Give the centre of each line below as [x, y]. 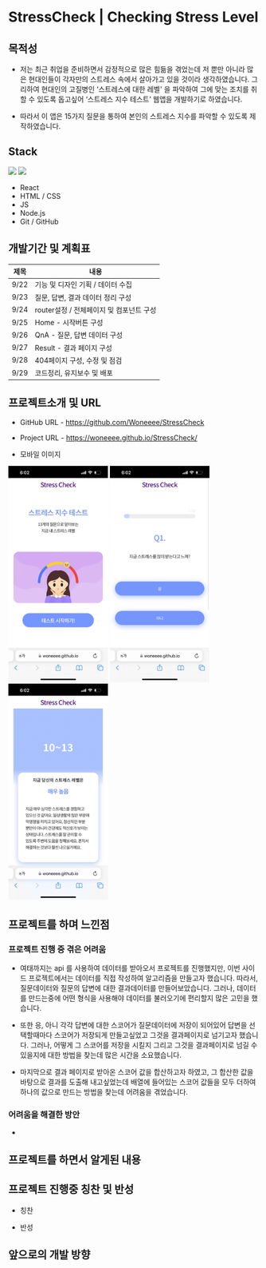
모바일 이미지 [40, 455]
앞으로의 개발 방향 [49, 1254]
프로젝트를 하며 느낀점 [59, 924]
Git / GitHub [39, 221]
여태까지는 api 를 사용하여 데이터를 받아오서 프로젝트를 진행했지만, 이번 [130, 968]
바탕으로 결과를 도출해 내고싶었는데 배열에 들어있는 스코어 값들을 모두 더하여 [138, 1082]
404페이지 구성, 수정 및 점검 [78, 360]
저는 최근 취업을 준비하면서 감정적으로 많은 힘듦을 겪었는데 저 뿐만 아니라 [132, 69]
